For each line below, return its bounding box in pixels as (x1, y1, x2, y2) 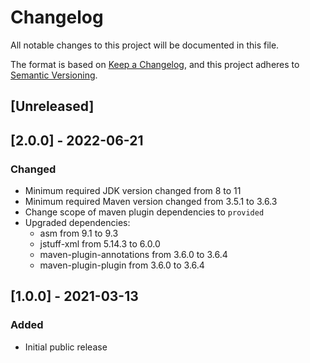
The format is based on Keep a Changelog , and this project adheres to (10, 58, 300, 70)
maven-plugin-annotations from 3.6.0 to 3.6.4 (39, 249, 228, 261)
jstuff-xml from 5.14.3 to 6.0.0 (39, 238, 161, 250)
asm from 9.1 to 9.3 (39, 227, 119, 240)
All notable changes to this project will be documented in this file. (10, 39, 280, 51)
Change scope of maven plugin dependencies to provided (24, 206, 265, 218)
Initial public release (24, 341, 108, 353)
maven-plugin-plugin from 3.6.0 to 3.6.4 (39, 259, 205, 271)
